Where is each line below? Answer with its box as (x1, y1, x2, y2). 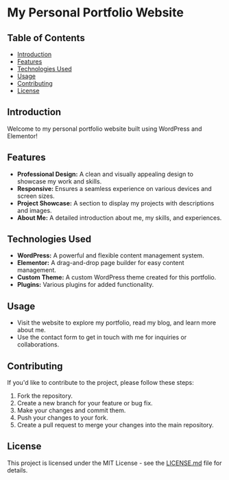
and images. (16, 206, 53, 214)
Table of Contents (7, 32, 86, 44)
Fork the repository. (16, 392, 73, 400)
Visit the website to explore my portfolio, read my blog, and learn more (16, 318, 217, 327)
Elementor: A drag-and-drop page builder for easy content (16, 259, 184, 267)
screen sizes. (16, 192, 55, 200)
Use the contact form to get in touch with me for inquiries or (16, 333, 187, 342)
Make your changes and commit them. (16, 406, 126, 415)
